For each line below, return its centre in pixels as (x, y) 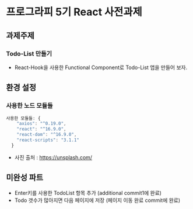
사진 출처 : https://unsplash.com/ (53, 157)
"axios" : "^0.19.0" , (41, 124)
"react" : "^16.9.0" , (41, 129)
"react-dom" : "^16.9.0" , (47, 135)
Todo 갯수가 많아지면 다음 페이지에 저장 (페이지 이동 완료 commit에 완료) (97, 200)
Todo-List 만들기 (29, 53)
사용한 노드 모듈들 (30, 106)
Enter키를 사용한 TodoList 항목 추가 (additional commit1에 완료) (88, 193)
